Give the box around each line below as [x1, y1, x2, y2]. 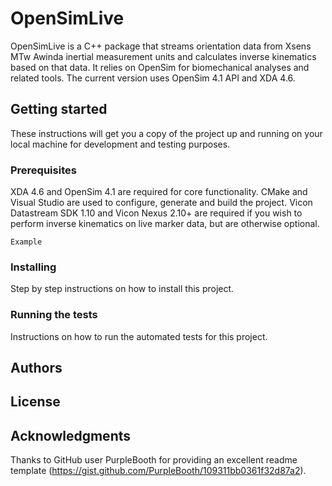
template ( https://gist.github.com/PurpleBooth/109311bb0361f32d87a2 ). [10, 465, 307, 477]
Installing [10, 260, 57, 274]
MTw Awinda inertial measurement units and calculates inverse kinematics [10, 50, 317, 62]
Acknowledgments [10, 427, 132, 444]
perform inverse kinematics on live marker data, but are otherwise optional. [10, 218, 320, 230]
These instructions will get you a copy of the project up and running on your [10, 127, 323, 139]
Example [10, 237, 43, 247]
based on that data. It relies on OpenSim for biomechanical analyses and [10, 61, 310, 73]
